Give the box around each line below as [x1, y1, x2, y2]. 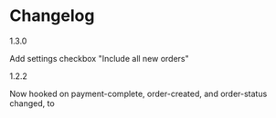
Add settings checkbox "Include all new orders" [9, 53, 189, 64]
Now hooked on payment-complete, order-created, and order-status [9, 88, 268, 99]
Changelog [9, 5, 95, 26]
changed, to [9, 97, 55, 109]
